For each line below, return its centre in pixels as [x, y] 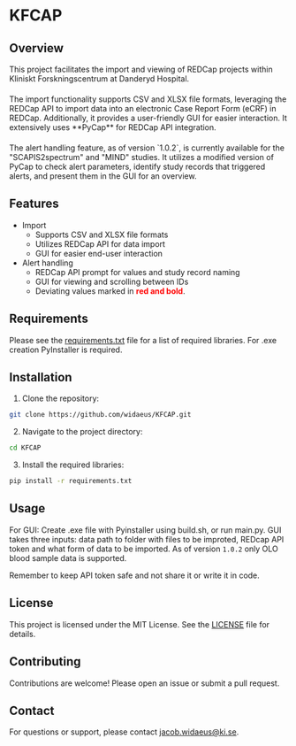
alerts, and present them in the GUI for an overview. [103, 176]
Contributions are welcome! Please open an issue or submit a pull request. [144, 683]
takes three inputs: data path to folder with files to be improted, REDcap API [147, 539]
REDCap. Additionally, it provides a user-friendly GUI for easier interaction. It [148, 118]
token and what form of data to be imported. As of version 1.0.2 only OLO [144, 549]
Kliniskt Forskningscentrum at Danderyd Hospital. [99, 79]
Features [34, 204]
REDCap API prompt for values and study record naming [137, 272]
